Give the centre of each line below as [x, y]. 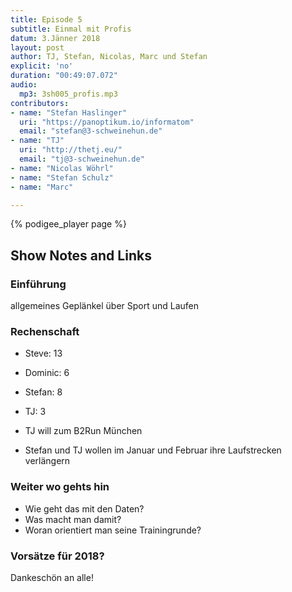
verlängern [47, 461]
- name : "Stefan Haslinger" [69, 112]
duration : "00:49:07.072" [64, 76]
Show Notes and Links [81, 255]
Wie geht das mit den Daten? [84, 508]
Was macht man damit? [73, 519]
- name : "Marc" [42, 187]
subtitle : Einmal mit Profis [71, 29]
